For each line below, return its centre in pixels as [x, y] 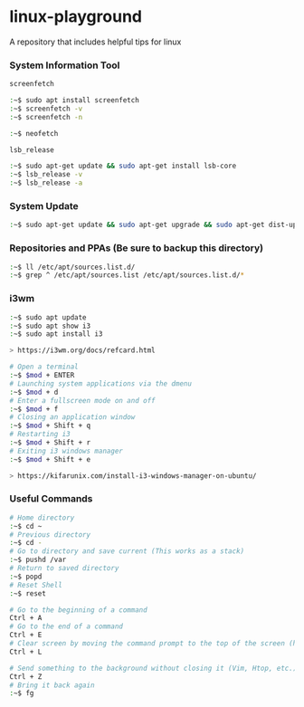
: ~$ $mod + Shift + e [50, 459]
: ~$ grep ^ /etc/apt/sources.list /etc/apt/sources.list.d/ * [127, 275]
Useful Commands [51, 499]
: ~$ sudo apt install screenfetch [75, 100]
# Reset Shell [36, 585]
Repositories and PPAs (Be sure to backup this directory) [137, 248]
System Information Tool [65, 65]
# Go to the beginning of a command [78, 610]
